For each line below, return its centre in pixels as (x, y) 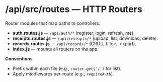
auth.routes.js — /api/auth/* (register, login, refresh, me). (73, 33)
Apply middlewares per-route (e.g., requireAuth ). (63, 73)
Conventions (19, 58)
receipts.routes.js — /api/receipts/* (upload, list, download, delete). (85, 38)
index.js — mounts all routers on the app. (56, 49)
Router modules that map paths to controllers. (53, 23)
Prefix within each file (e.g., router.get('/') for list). (67, 68)
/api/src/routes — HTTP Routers (74, 9)
